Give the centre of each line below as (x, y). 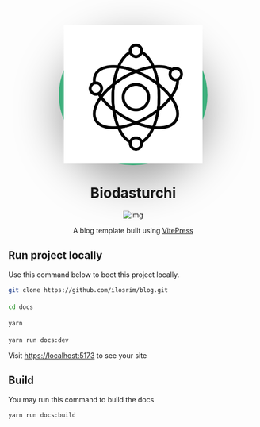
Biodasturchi (133, 193)
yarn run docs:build (42, 415)
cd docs (21, 307)
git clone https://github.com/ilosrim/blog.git (88, 290)
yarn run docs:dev (38, 340)
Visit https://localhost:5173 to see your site (78, 355)
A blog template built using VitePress (133, 230)
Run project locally (55, 255)
